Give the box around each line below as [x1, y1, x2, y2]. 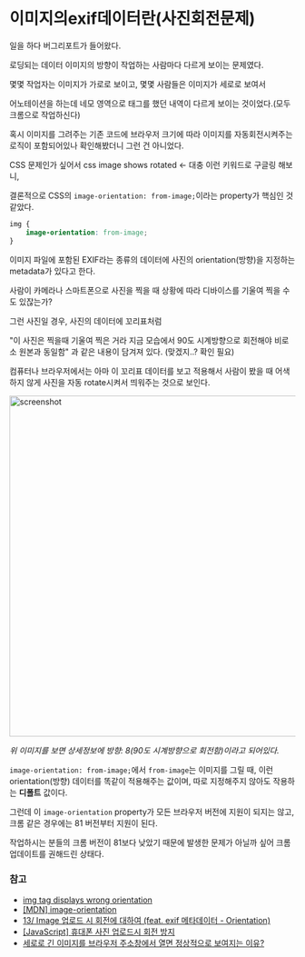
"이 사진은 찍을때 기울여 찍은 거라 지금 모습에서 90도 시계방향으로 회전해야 [9, 334, 272, 345]
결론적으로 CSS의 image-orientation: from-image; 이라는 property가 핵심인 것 [9, 190, 293, 201]
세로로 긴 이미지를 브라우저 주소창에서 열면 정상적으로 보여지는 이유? [22, 937, 265, 948]
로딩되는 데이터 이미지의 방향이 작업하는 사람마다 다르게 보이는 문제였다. [9, 59, 264, 70]
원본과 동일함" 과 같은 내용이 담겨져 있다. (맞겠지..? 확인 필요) [18, 346, 235, 357]
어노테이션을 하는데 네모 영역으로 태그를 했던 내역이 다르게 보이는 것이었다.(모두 [9, 97, 291, 109]
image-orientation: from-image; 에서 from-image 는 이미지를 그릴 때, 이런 [9, 764, 274, 775]
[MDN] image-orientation [22, 903, 117, 914]
